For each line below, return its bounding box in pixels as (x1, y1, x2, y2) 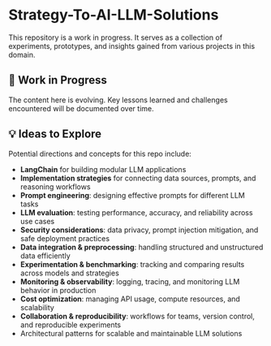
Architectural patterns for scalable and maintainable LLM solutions (19, 328, 243, 338)
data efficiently (19, 250, 71, 261)
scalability (19, 302, 54, 312)
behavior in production (19, 285, 97, 295)
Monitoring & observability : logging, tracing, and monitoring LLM (19, 276, 240, 286)
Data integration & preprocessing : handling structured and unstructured (19, 242, 264, 252)
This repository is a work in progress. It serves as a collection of (8, 32, 223, 42)
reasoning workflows (19, 181, 91, 192)
